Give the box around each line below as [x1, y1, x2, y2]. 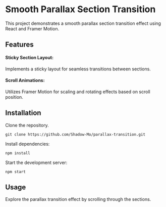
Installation [5, 109, 41, 117]
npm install [5, 150, 30, 155]
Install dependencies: [5, 141, 50, 147]
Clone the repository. [5, 122, 49, 128]
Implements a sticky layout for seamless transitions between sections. [5, 66, 151, 72]
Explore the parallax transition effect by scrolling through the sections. [5, 196, 151, 202]
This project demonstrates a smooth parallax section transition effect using [5, 20, 161, 26]
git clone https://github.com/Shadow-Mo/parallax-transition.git [5, 132, 145, 137]
